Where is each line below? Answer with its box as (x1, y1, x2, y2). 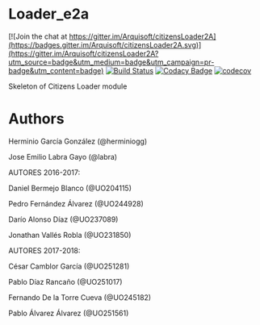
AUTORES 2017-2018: (8, 245, 81, 255)
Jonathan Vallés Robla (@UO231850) (8, 230, 132, 240)
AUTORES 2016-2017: (8, 167, 81, 177)
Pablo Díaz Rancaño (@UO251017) (8, 277, 123, 286)
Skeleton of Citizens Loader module (8, 81, 128, 91)
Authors (8, 110, 65, 128)
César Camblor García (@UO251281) (8, 261, 130, 271)
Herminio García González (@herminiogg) (8, 136, 148, 146)
